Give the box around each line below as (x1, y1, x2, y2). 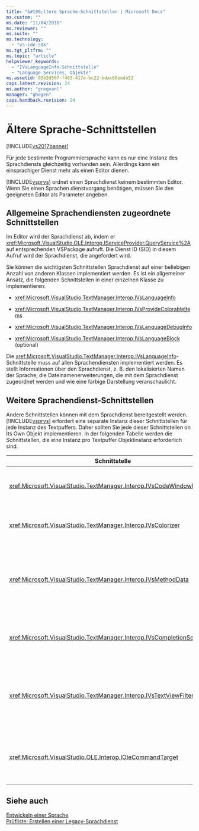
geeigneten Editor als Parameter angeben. (6, 191, 110, 198)
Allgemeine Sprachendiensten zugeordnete (6, 208, 171, 218)
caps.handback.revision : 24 (6, 97, 76, 103)
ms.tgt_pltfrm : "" (6, 48, 52, 54)
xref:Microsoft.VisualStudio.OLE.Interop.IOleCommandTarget (9, 753, 179, 761)
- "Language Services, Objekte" (11, 70, 92, 76)
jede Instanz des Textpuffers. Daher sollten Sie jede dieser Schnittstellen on (6, 424, 191, 431)
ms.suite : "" (6, 31, 38, 37)
